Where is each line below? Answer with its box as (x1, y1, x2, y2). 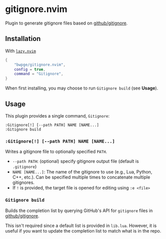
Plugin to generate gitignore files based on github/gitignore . (5, 20, 128, 26)
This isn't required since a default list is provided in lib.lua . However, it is (5, 222, 157, 228)
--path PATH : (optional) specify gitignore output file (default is (12, 158, 139, 164)
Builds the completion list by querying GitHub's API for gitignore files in (5, 207, 153, 213)
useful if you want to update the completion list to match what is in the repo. (5, 227, 162, 233)
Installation (5, 34, 41, 43)
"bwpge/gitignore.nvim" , (14, 62, 66, 67)
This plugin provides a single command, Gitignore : (5, 112, 110, 118)
